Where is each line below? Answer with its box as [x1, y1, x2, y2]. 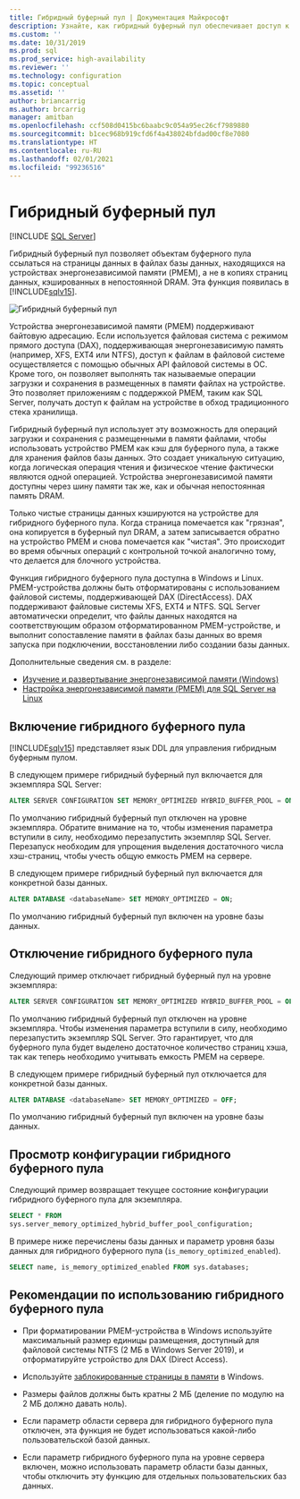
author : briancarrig [9, 96, 87, 106]
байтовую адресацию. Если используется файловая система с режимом [9, 330, 288, 341]
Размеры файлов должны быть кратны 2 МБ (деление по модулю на [21, 1388, 285, 1399]
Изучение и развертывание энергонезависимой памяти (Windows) [21, 674, 279, 685]
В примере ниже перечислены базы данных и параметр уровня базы [9, 1236, 275, 1247]
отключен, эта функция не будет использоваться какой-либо [21, 1425, 257, 1435]
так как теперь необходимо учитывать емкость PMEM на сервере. [9, 1051, 265, 1061]
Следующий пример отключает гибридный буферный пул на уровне [9, 970, 271, 981]
